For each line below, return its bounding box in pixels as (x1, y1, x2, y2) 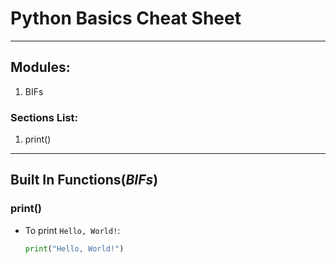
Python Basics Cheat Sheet (10, 7, 242, 30)
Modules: (10, 59, 71, 76)
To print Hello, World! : (24, 224, 121, 236)
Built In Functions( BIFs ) (10, 172, 159, 189)
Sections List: (10, 110, 79, 124)
